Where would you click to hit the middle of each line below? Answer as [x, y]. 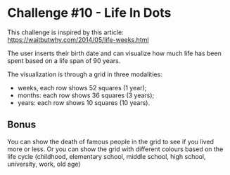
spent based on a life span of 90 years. [64, 60]
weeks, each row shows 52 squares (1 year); [82, 87]
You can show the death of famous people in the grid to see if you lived [111, 141]
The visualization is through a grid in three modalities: [85, 74]
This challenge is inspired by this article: [66, 32]
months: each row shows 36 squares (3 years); [86, 95]
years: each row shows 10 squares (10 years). [83, 102]
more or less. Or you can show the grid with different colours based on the [115, 149]
